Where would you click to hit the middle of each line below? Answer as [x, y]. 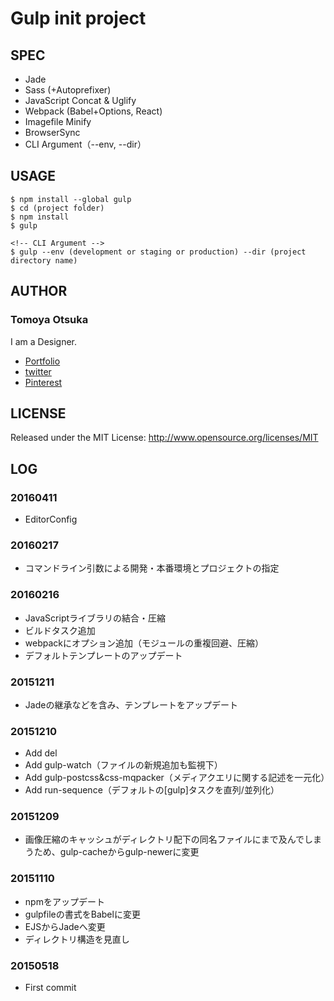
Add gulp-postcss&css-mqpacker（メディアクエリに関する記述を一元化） [177, 778]
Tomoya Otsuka [49, 320]
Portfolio [42, 361]
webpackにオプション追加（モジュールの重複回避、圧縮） [144, 643]
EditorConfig [51, 519]
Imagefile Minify [58, 121]
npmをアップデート [64, 901]
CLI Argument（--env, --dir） [85, 144]
